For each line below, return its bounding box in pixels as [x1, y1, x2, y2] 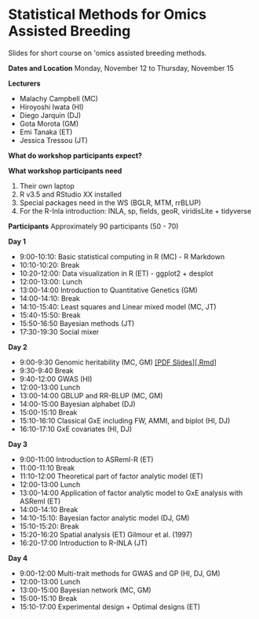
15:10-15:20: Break [19, 521, 80, 531]
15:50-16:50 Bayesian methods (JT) [19, 318, 135, 328]
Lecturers [8, 79, 41, 88]
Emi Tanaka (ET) [19, 127, 73, 137]
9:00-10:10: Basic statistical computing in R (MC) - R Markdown [19, 251, 225, 261]
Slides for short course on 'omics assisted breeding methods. [8, 48, 207, 57]
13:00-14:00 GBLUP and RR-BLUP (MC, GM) [19, 390, 163, 400]
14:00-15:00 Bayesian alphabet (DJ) [19, 399, 136, 408]
